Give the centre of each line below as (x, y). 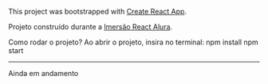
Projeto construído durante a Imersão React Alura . (91, 27)
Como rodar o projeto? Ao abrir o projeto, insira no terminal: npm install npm (134, 42)
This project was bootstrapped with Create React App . (98, 11)
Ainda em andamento (43, 73)
